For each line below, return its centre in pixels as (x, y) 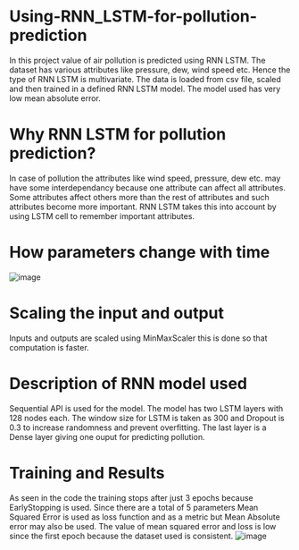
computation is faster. (49, 347)
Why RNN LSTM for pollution (118, 135)
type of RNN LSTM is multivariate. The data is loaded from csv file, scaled (145, 79)
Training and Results (87, 473)
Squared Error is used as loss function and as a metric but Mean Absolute (145, 517)
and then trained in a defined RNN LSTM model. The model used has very (145, 89)
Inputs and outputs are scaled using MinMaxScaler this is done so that (138, 338)
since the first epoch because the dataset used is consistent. (121, 536)
